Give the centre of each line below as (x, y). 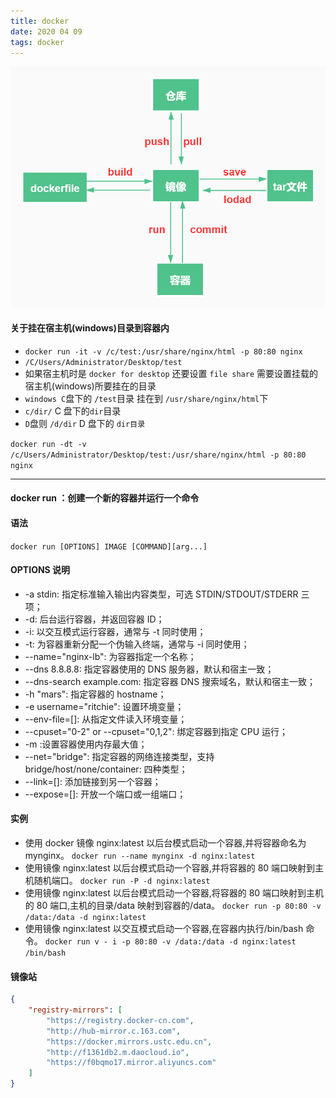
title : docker (40, 21)
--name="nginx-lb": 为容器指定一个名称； (110, 656)
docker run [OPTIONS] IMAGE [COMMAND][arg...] (109, 546)
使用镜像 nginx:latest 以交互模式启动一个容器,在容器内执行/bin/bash (164, 928)
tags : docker (37, 42)
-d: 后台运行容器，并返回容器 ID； (94, 619)
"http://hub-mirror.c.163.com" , (114, 1031)
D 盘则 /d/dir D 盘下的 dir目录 (85, 423)
